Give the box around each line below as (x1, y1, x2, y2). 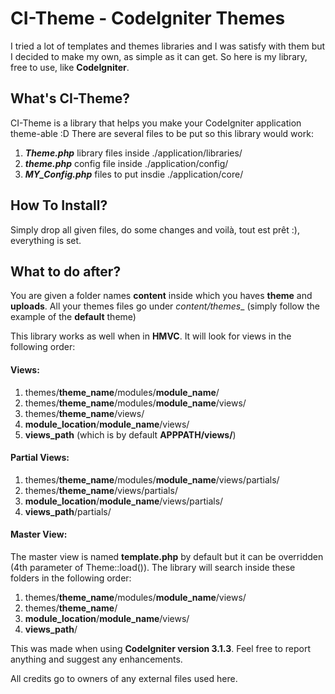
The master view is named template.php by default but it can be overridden (10, 550, 324, 562)
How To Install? (10, 197, 108, 214)
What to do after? (10, 263, 122, 280)
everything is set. (10, 234, 82, 246)
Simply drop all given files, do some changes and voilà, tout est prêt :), (10, 223, 300, 236)
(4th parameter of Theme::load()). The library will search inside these (10, 561, 296, 573)
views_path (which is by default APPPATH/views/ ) (24, 428, 237, 441)
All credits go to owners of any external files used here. (10, 672, 238, 684)
